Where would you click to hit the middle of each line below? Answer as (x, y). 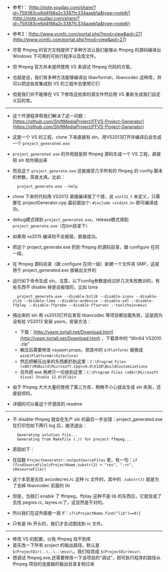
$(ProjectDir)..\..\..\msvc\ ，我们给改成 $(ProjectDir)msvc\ (76, 551)
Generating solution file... (47, 435)
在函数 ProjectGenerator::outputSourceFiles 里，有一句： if (75, 460)
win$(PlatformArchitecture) (49, 356)
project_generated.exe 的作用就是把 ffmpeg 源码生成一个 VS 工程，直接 (86, 154)
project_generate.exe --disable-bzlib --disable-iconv (75, 296)
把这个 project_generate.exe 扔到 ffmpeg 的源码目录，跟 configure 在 (83, 247)
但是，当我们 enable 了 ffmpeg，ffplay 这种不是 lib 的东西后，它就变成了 (87, 496)
